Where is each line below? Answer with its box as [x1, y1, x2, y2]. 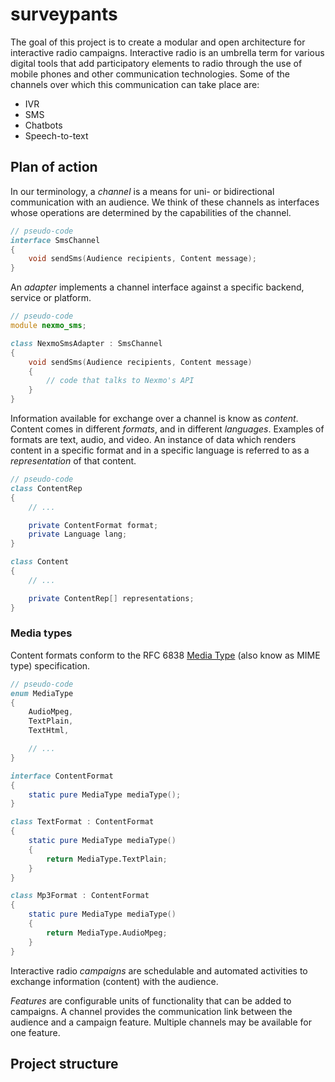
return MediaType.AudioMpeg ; [46, 928, 168, 938]
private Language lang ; [28, 529, 128, 540]
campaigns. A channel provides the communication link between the [10, 1005, 293, 1017]
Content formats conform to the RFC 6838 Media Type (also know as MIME [10, 649, 321, 661]
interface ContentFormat [10, 771, 114, 781]
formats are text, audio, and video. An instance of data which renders [10, 434, 297, 445]
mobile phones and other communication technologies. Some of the [10, 68, 290, 80]
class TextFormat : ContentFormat [10, 817, 155, 827]
